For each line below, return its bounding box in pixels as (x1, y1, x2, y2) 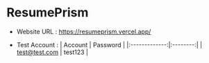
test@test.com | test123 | (16, 48, 88, 56)
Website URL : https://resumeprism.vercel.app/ (16, 27, 151, 36)
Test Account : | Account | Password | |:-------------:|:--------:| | (16, 40, 203, 49)
